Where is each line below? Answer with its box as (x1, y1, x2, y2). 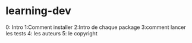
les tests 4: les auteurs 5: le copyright (5, 29, 97, 37)
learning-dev (5, 4, 72, 18)
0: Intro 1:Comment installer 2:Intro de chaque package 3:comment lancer (5, 24, 186, 31)
